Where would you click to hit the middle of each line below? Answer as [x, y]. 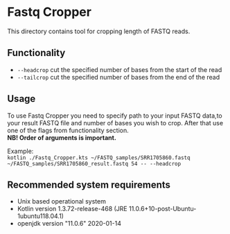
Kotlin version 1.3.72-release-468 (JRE [72, 209]
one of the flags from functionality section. [68, 130]
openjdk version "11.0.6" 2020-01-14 [69, 224]
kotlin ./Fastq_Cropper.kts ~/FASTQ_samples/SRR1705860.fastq [99, 157]
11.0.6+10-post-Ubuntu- [162, 209]
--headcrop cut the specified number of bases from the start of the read [120, 69]
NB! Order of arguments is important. [62, 137]
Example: [20, 151]
